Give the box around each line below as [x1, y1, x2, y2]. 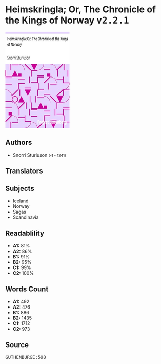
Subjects [5, 184, 34, 193]
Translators [5, 167, 43, 176]
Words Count [5, 285, 49, 294]
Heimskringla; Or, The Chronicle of [5, 4, 156, 15]
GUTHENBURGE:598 [5, 354, 46, 360]
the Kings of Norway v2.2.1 [5, 14, 129, 26]
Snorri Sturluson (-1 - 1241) [12, 151, 66, 158]
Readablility [5, 229, 45, 238]
